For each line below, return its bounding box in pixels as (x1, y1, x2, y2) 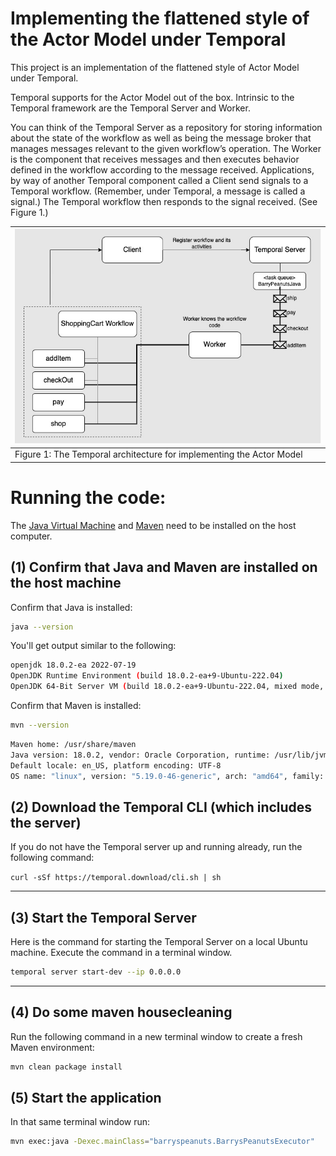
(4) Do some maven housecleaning (10, 1004, 233, 1021)
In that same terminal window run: (10, 1116, 151, 1128)
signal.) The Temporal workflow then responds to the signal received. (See (10, 195, 318, 207)
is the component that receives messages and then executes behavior (10, 153, 300, 165)
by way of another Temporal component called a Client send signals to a (10, 174, 309, 186)
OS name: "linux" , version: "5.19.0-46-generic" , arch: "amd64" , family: (10, 771, 325, 781)
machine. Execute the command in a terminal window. (10, 947, 233, 959)
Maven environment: (10, 1041, 95, 1053)
